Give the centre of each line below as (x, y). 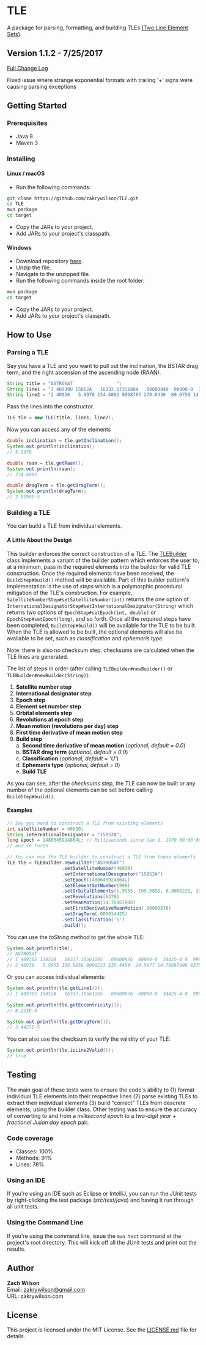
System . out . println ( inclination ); (51, 447)
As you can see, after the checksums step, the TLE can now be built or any (101, 783)
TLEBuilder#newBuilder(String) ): (49, 675)
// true (17, 1056)
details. (16, 1336)
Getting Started (37, 106)
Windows (19, 247)
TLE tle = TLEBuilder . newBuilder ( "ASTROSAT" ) (66, 863)
